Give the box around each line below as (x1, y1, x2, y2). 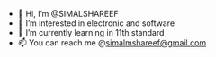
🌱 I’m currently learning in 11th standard (17, 28, 165, 37)
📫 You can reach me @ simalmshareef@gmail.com (17, 37, 207, 48)
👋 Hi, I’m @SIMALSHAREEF (17, 9, 119, 19)
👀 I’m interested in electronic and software (17, 18, 175, 28)
